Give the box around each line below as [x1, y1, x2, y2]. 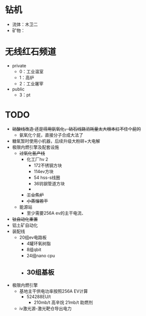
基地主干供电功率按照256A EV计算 [19, 288, 88, 294]
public [12, 86, 25, 92]
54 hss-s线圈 [33, 175, 61, 180]
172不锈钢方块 [33, 162, 62, 168]
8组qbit [26, 246, 42, 252]
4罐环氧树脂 [26, 240, 51, 246]
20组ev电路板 [19, 234, 47, 240]
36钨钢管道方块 [33, 180, 65, 186]
